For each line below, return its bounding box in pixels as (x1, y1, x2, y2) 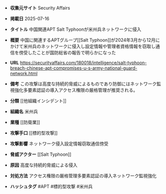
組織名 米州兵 (10, 108, 38, 114)
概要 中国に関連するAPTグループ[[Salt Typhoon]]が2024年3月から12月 (10, 37, 156, 43)
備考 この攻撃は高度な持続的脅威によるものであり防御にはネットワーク (10, 81, 157, 87)
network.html (10, 71, 38, 76)
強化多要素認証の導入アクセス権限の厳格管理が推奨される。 (14, 87, 138, 93)
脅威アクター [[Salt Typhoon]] (10, 151, 71, 157)
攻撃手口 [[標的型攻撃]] (10, 130, 58, 136)
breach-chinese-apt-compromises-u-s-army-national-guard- (10, 65, 137, 71)
